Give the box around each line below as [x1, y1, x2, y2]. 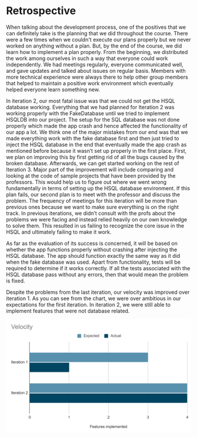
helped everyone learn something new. [6, 86, 100, 93]
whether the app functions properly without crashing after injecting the [6, 246, 178, 253]
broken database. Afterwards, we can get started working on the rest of [6, 160, 179, 167]
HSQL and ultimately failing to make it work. [6, 228, 112, 236]
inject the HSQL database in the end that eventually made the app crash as [6, 141, 187, 148]
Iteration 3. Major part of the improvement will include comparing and [6, 166, 174, 173]
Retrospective [6, 4, 76, 18]
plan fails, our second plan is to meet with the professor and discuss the [6, 191, 181, 198]
